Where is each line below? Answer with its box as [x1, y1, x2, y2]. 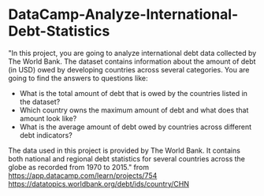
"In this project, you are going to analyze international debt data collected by [8, 48, 257, 57]
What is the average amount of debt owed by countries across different [19, 122, 252, 131]
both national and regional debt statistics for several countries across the [8, 153, 246, 163]
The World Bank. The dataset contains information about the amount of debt [8, 57, 256, 66]
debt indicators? [19, 130, 73, 139]
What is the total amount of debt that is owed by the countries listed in [19, 88, 248, 98]
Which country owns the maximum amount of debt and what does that [19, 105, 249, 115]
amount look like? [19, 113, 77, 123]
